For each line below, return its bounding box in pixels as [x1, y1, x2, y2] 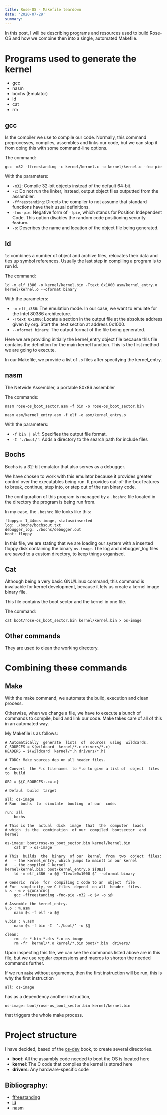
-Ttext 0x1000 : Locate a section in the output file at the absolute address [12, 316, 163, 322]
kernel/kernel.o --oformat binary [5, 287, 77, 292]
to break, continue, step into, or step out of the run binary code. [5, 484, 136, 490]
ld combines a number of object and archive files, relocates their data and [5, 252, 158, 258]
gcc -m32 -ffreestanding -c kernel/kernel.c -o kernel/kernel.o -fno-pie [5, 164, 162, 170]
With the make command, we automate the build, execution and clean [5, 695, 149, 701]
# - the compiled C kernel [5, 863, 66, 868]
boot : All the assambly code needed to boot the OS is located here [12, 1056, 150, 1062]
